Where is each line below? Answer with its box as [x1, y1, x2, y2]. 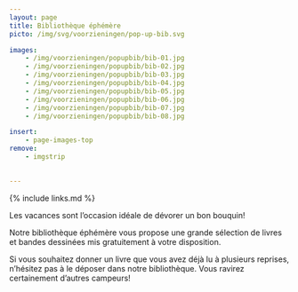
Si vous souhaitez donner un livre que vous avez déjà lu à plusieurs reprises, [9, 254, 290, 264]
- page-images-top [25, 136, 93, 145]
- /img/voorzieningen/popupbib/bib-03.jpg [25, 70, 185, 80]
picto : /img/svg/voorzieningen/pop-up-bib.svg [9, 29, 185, 38]
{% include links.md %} [9, 193, 96, 203]
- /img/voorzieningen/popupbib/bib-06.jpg [25, 95, 185, 104]
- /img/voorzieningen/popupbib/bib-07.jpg [25, 103, 185, 112]
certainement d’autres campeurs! [9, 272, 131, 283]
